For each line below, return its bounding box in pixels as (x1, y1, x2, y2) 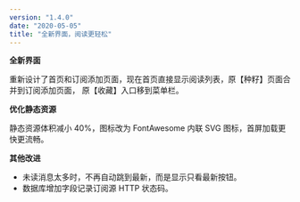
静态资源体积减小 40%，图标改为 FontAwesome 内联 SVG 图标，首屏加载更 (9, 123, 287, 133)
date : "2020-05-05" (9, 21, 82, 30)
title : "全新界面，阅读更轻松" (9, 29, 112, 38)
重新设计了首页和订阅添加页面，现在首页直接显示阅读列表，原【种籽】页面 (9, 74, 283, 85)
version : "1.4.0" (9, 12, 74, 22)
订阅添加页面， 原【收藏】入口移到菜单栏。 (24, 85, 184, 96)
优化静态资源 (9, 104, 56, 115)
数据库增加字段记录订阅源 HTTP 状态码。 (21, 183, 174, 194)
